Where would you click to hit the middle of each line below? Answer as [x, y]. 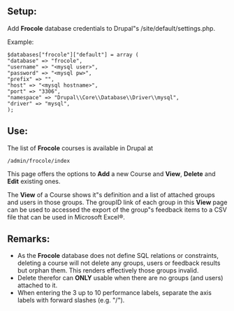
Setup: [22, 12]
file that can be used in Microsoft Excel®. [66, 217]
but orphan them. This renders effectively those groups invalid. [108, 270]
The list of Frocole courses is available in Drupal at [80, 148]
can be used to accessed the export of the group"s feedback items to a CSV [117, 210]
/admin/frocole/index [39, 161]
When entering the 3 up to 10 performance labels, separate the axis [114, 293]
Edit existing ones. [34, 181]
